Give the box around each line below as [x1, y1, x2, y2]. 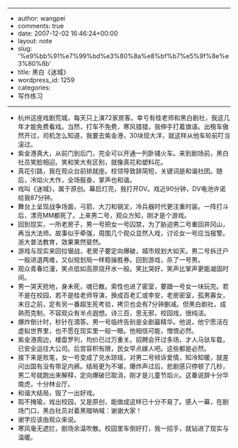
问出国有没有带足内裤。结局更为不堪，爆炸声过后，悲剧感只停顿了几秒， [17, 362, 229, 370]
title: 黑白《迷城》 [17, 68, 69, 76]
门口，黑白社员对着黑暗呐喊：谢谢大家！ [23, 406, 142, 415]
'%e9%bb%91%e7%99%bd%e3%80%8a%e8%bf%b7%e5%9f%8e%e [17, 52, 229, 60]
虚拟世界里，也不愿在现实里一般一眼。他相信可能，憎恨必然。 [17, 327, 198, 334]
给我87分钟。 [17, 193, 57, 202]
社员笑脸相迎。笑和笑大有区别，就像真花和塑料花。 [17, 158, 167, 166]
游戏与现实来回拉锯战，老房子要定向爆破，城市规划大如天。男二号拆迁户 [17, 246, 229, 255]
